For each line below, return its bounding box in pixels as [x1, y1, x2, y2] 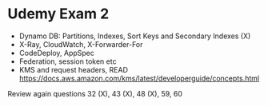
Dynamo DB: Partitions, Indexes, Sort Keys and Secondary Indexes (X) [18, 31, 251, 41]
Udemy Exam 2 [7, 5, 110, 23]
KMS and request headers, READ [18, 65, 129, 74]
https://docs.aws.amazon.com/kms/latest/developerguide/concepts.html [18, 73, 260, 83]
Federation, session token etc [18, 57, 117, 66]
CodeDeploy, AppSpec [18, 48, 95, 57]
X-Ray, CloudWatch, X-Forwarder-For [18, 39, 143, 49]
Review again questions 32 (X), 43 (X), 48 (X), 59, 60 [7, 88, 183, 98]
